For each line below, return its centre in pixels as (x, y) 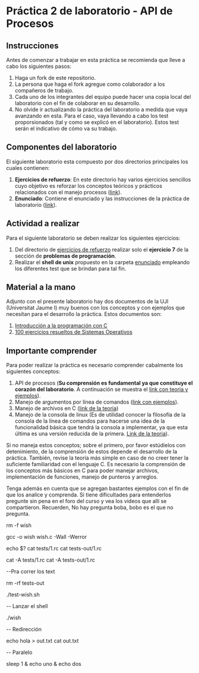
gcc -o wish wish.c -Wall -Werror (47, 537)
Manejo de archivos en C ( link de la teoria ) (67, 408)
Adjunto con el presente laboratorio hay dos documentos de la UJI (87, 302)
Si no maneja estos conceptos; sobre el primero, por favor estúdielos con (96, 445)
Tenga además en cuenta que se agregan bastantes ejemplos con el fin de (97, 489)
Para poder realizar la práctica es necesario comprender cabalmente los (94, 365)
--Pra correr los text (31, 572)
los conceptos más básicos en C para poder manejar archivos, (83, 471)
